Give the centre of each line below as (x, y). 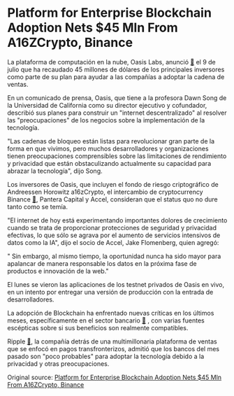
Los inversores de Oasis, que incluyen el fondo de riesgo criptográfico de (113, 184)
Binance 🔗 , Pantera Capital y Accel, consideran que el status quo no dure (112, 199)
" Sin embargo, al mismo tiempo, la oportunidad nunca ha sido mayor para (114, 256)
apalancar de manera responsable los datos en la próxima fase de (102, 263)
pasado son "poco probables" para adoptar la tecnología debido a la (106, 356)
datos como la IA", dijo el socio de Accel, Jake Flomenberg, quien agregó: (113, 242)
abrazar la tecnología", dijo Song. (55, 171)
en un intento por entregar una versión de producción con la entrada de (110, 292)
